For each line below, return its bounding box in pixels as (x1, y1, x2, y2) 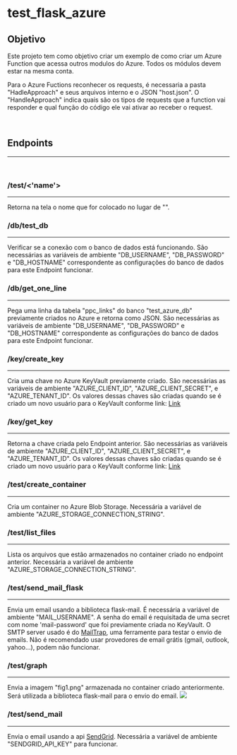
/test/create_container (7, 479, 87, 489)
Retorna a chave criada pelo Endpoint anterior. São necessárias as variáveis (7, 440, 228, 448)
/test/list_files (7, 527, 56, 537)
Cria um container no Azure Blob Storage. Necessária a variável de (7, 502, 202, 510)
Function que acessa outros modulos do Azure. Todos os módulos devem (7, 59, 221, 68)
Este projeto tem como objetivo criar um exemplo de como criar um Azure (7, 52, 222, 60)
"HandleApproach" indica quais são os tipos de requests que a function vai (7, 95, 226, 104)
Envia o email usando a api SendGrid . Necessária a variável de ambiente (7, 732, 217, 740)
